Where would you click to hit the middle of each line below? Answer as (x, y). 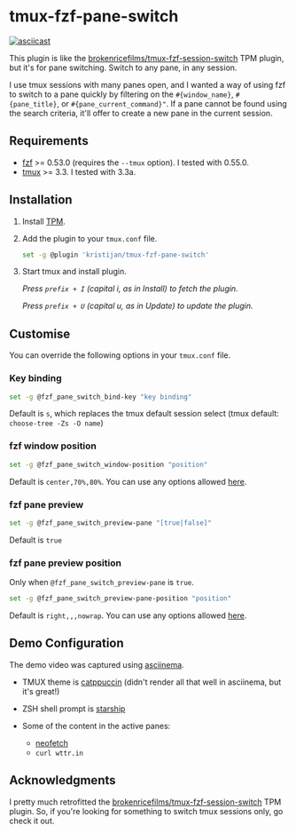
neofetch (52, 742)
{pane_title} (33, 104)
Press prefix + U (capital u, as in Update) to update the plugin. (138, 306)
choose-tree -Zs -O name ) (56, 423)
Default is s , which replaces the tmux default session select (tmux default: (144, 414)
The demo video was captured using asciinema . (97, 664)
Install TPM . (44, 221)
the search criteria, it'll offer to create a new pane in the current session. (141, 113)
